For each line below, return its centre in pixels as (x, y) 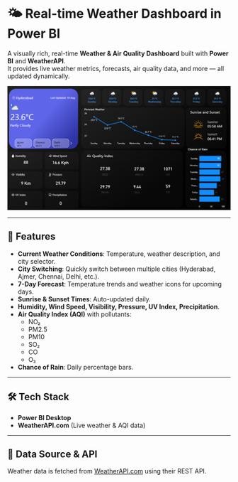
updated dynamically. (39, 76)
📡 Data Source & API (52, 455)
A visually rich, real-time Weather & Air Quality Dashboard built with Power (118, 53)
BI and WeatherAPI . (36, 60)
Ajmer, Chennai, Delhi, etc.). (58, 276)
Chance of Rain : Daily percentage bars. (75, 367)
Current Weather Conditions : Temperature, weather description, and (119, 254)
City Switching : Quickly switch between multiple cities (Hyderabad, (117, 269)
